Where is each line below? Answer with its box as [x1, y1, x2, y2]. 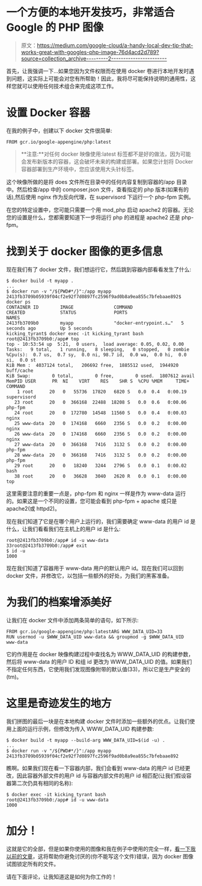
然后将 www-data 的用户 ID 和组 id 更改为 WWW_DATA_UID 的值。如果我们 [6, 658, 192, 665]
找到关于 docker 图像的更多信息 [6, 245, 164, 258]
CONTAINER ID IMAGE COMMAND [6, 304, 133, 310]
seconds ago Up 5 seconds [6, 325, 93, 331]
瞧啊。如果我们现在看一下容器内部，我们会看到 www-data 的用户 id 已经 [6, 764, 185, 771]
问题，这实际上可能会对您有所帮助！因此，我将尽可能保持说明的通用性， [11, 75, 191, 82]
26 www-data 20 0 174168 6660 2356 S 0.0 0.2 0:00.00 [14, 431, 187, 437]
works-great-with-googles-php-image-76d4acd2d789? [20, 48, 159, 56]
